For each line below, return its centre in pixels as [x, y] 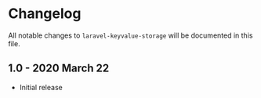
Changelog [45, 14]
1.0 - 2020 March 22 [59, 69]
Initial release [41, 87]
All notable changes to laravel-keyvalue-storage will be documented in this [130, 35]
